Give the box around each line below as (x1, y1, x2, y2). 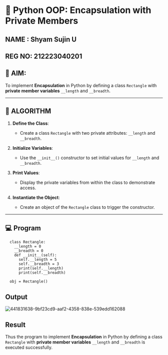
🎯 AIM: (5, 69, 26, 78)
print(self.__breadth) (18, 270, 66, 275)
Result (5, 320, 26, 329)
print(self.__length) (18, 266, 64, 271)
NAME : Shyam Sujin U (5, 35, 76, 44)
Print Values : (12, 170, 40, 176)
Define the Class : (12, 120, 49, 126)
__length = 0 (14, 244, 41, 249)
